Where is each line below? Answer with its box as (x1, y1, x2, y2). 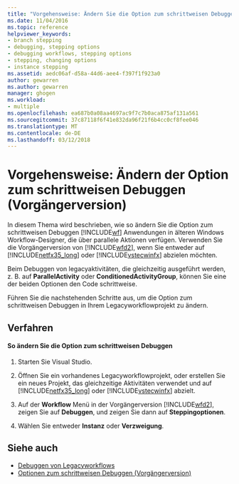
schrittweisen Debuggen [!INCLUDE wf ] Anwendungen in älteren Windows (7, 228, 224, 237)
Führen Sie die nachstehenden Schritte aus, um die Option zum (7, 293, 193, 302)
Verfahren (7, 322, 53, 334)
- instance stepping (7, 63, 69, 70)
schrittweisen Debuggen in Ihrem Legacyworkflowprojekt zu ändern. (7, 301, 208, 310)
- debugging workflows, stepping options (7, 51, 132, 58)
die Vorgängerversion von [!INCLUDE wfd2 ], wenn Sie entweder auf (7, 243, 205, 252)
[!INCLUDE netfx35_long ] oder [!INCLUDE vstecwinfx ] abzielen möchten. (7, 251, 218, 260)
